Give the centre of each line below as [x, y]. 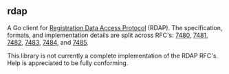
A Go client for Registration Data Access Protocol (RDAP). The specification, [115, 27]
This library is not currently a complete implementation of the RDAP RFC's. [113, 56]
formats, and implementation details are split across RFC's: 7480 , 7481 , [108, 35]
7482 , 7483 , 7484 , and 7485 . [48, 42]
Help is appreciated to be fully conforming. [68, 63]
